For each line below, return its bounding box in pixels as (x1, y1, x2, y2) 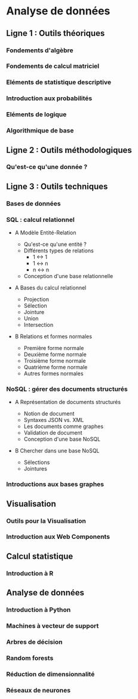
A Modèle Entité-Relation (14, 229, 76, 236)
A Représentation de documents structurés (14, 399, 121, 406)
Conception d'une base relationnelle (23, 273, 114, 280)
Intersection (23, 321, 54, 329)
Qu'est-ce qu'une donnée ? (6, 163, 88, 171)
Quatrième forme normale (23, 364, 88, 371)
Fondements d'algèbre (6, 46, 73, 55)
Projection (23, 296, 50, 303)
